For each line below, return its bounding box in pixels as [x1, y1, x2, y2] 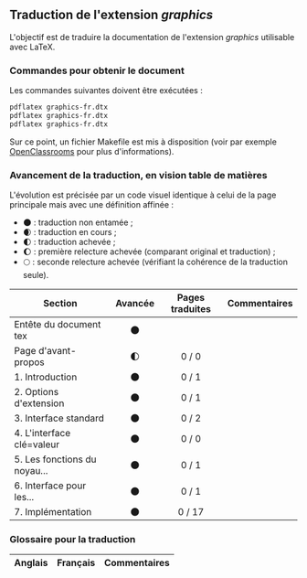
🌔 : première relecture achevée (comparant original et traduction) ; [22, 246, 276, 257]
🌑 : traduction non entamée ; [22, 217, 134, 228]
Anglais [14, 557, 48, 570]
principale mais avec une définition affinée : [9, 199, 175, 210]
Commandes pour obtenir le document [9, 64, 185, 77]
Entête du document [14, 318, 101, 331]
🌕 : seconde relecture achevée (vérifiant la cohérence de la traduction [22, 256, 288, 268]
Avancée [115, 297, 155, 310]
